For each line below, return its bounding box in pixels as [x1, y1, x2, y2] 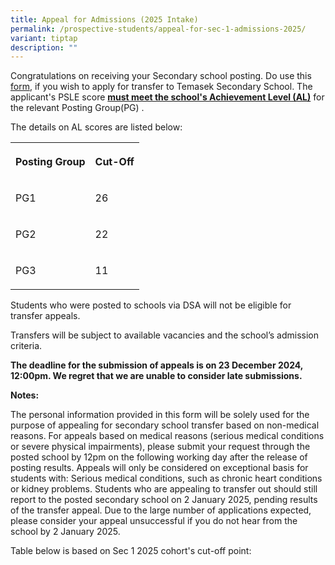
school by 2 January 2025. [10, 526, 121, 538]
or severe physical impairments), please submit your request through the [10, 441, 311, 453]
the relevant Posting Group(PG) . [10, 102, 145, 114]
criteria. [10, 340, 43, 352]
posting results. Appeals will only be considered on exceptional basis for [10, 462, 309, 474]
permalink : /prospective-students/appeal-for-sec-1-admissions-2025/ [10, 24, 307, 34]
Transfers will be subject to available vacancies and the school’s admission [10, 329, 319, 341]
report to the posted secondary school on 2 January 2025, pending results [10, 494, 318, 506]
